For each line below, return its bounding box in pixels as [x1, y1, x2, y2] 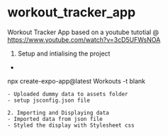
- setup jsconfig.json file [7, 97, 91, 104]
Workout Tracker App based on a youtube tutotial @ [7, 28, 159, 36]
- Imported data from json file [7, 115, 103, 122]
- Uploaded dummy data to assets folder [7, 90, 129, 98]
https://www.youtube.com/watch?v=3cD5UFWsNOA [7, 35, 161, 43]
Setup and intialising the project [17, 49, 111, 58]
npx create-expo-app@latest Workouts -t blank [7, 76, 146, 85]
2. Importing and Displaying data [7, 109, 110, 116]
